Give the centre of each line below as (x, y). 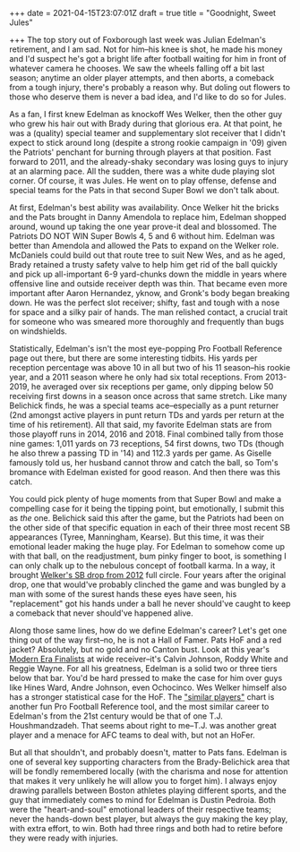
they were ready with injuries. (64, 838)
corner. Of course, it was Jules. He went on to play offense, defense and (143, 181)
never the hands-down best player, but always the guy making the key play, (149, 819)
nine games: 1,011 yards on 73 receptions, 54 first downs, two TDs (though (147, 443)
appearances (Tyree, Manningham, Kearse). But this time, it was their (137, 537)
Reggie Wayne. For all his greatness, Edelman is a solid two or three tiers (143, 669)
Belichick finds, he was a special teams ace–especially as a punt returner (144, 405)
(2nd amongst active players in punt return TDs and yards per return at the (147, 415)
